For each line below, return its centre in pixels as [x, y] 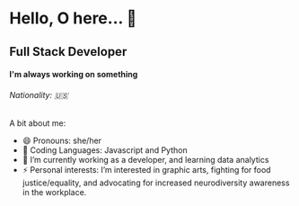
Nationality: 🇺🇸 [39, 94]
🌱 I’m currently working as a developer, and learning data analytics [145, 160]
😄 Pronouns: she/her [62, 141]
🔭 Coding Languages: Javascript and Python [105, 150]
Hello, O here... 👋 [73, 18]
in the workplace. [54, 193]
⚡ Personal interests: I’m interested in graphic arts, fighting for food [146, 170]
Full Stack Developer [68, 52]
